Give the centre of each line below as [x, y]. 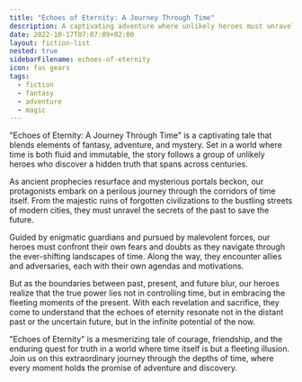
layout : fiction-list [50, 43]
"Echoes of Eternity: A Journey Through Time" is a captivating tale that [141, 135]
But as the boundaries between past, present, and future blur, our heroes [145, 284]
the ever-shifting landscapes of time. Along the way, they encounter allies [146, 257]
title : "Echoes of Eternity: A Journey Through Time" [112, 18]
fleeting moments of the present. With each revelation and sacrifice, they [145, 303]
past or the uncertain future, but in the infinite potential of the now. [133, 322]
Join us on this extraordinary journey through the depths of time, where [142, 359]
